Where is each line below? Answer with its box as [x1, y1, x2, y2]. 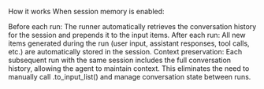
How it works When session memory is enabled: [8, 7, 165, 16]
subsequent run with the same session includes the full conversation [8, 55, 231, 65]
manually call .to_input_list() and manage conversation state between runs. [8, 72, 251, 81]
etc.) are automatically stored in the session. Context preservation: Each [8, 47, 243, 56]
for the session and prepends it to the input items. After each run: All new [8, 31, 246, 39]
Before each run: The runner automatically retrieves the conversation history [8, 22, 257, 31]
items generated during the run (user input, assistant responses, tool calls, [8, 39, 250, 48]
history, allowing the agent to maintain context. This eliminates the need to [8, 64, 250, 73]
